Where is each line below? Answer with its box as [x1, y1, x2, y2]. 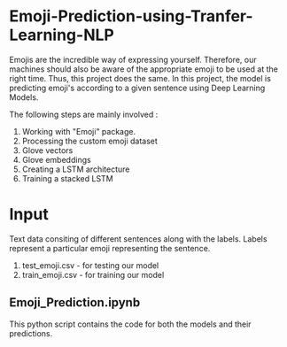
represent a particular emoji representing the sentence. [9, 243, 211, 253]
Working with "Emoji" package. [21, 126, 136, 136]
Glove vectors [21, 144, 74, 156]
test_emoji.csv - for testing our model [21, 259, 159, 271]
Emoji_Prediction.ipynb [9, 295, 141, 311]
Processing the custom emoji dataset [21, 135, 158, 146]
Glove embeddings [21, 154, 91, 165]
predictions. [9, 328, 53, 338]
